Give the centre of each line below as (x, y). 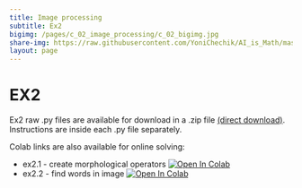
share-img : (30, 43)
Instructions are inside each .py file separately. (96, 130)
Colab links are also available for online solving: (98, 147)
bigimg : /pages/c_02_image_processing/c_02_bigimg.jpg (114, 34)
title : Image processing (56, 17)
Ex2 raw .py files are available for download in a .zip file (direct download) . (147, 120)
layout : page (34, 51)
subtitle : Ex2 (36, 26)
